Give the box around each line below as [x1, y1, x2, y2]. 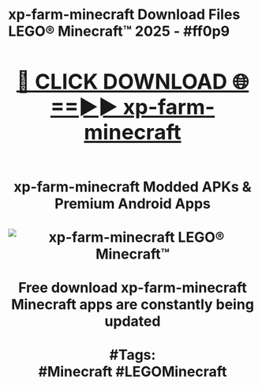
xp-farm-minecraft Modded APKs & [13, 178, 252, 195]
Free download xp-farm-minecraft [18, 278, 247, 296]
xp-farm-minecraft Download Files [8, 6, 241, 24]
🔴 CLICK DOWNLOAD [16, 68, 227, 94]
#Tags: [109, 345, 156, 364]
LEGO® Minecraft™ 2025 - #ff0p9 [8, 22, 230, 40]
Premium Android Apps [54, 194, 211, 213]
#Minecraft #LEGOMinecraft [38, 362, 227, 380]
